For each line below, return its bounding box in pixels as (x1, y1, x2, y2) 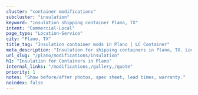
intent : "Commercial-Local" (6, 25, 75, 31)
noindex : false (6, 80, 44, 86)
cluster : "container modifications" (6, 8, 96, 15)
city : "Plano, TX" (6, 36, 51, 42)
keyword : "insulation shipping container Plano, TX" (6, 19, 138, 25)
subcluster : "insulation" (6, 14, 70, 20)
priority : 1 (6, 69, 35, 75)
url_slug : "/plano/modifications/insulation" (6, 53, 120, 58)
